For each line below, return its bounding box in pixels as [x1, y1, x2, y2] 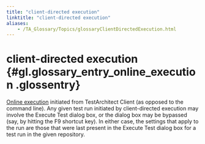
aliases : [6, 20, 29, 26]
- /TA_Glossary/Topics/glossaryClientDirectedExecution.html [17, 26, 176, 32]
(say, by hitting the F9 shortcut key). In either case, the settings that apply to [6, 118, 199, 125]
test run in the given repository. [6, 131, 86, 138]
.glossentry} [15, 78, 81, 92]
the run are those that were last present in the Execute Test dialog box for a [6, 124, 196, 132]
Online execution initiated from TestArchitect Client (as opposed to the [6, 98, 184, 106]
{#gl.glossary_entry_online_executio [6, 65, 196, 79]
